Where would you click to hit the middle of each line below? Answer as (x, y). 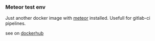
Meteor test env (26, 7)
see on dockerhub (25, 33)
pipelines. (16, 23)
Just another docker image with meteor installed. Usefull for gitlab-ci (78, 18)
